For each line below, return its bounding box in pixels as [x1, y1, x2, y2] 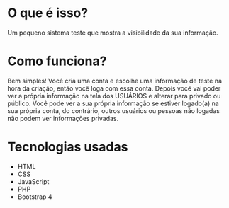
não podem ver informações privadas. [7, 114, 119, 122]
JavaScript [17, 177, 50, 185]
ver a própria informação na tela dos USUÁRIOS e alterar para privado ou [7, 91, 221, 100]
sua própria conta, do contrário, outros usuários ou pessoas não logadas [7, 106, 220, 115]
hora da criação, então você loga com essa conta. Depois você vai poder [7, 83, 221, 93]
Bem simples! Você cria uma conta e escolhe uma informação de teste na [7, 76, 222, 85]
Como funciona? [7, 53, 107, 69]
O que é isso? [7, 5, 89, 21]
